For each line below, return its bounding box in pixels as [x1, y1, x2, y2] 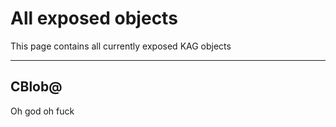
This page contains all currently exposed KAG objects [10, 40, 232, 52]
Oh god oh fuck [10, 105, 75, 117]
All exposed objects [10, 7, 178, 30]
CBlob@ [10, 78, 63, 96]
